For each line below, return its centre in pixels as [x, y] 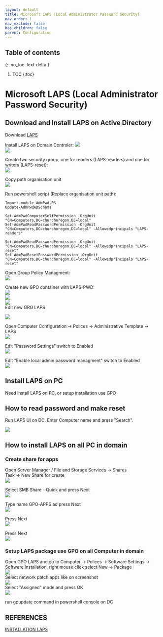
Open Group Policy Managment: [38, 273]
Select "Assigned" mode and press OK [44, 588]
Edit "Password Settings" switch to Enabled [49, 346]
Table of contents [33, 53]
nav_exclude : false [25, 23]
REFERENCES [26, 617]
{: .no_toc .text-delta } [27, 64]
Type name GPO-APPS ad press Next [43, 504]
